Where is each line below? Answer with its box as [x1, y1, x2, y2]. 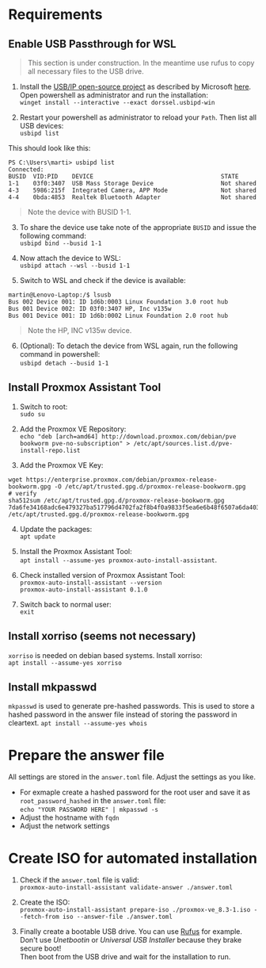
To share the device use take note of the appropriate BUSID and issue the [19, 223, 257, 231]
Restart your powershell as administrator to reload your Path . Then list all [19, 113, 257, 122]
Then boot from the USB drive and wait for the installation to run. [19, 952, 231, 962]
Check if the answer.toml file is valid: [19, 875, 140, 885]
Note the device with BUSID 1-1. [27, 208, 131, 216]
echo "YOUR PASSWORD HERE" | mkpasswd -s [19, 806, 158, 814]
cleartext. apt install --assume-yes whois [8, 718, 148, 728]
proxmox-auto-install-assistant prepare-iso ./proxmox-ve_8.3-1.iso [19, 906, 251, 914]
